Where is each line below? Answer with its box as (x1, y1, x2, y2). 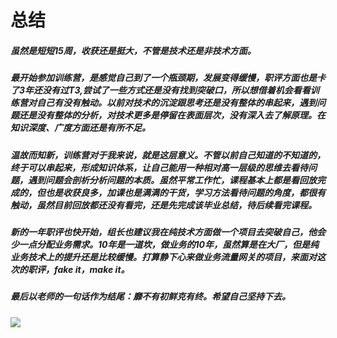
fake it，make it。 (53, 263, 130, 275)
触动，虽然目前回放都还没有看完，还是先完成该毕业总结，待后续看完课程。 (10, 199, 317, 211)
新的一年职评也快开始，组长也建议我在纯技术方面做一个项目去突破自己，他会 (10, 226, 326, 238)
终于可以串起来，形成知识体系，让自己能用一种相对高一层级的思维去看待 (10, 161, 308, 173)
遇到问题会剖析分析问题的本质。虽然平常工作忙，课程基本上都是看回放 (27, 174, 317, 186)
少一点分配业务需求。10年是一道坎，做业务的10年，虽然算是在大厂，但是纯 (10, 238, 319, 250)
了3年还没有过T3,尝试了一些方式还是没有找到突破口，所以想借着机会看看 (10, 84, 311, 96)
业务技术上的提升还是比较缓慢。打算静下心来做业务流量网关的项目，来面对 (10, 251, 317, 263)
